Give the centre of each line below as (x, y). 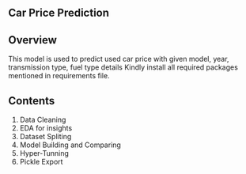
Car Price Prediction (59, 13)
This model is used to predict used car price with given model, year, (119, 59)
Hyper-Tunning (44, 153)
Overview (33, 40)
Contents (32, 101)
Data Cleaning (43, 120)
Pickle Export (41, 162)
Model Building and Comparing (70, 145)
